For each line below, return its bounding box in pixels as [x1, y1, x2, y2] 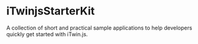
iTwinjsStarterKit [6, 4, 95, 18]
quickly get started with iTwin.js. [6, 30, 88, 37]
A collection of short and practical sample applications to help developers [6, 24, 192, 31]
